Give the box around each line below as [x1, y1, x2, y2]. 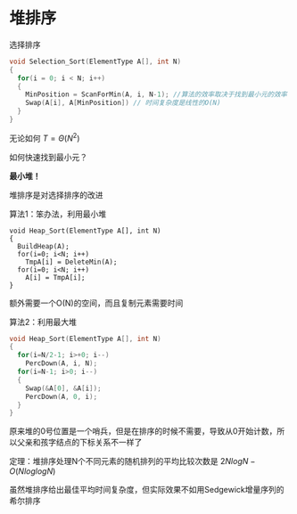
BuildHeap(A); [17, 241, 70, 250]
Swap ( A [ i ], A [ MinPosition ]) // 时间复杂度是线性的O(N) [25, 99, 221, 108]
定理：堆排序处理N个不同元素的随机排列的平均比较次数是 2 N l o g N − [9, 456, 256, 467]
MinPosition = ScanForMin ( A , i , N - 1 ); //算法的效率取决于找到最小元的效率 [25, 90, 288, 99]
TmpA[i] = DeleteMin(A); [25, 257, 118, 266]
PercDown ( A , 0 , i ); [25, 392, 98, 401]
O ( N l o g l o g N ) [9, 466, 56, 477]
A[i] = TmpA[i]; [25, 273, 87, 281]
